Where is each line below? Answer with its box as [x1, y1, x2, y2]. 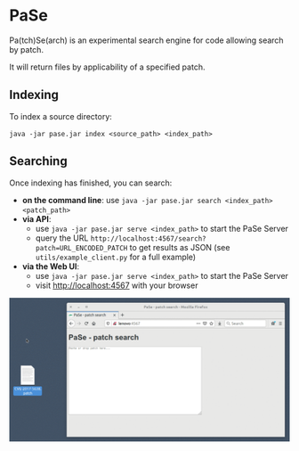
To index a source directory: [9, 111, 113, 121]
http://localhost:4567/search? [90, 234, 206, 243]
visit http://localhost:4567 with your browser [35, 280, 198, 291]
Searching [9, 153, 69, 169]
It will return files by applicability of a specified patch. [9, 61, 206, 72]
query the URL [35, 233, 89, 243]
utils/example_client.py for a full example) [35, 251, 197, 262]
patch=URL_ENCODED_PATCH [35, 243, 128, 252]
